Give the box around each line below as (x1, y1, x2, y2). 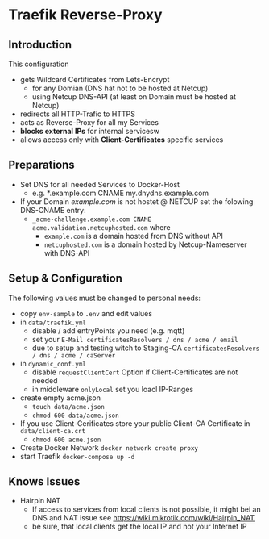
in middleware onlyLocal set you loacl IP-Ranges (31, 384, 194, 394)
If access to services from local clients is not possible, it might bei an (31, 504, 261, 514)
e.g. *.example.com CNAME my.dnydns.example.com (31, 188, 209, 198)
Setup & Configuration (8, 272, 123, 286)
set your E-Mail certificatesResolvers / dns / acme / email (31, 334, 238, 344)
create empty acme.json (19, 393, 101, 403)
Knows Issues (8, 474, 81, 489)
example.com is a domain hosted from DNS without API (43, 231, 224, 240)
